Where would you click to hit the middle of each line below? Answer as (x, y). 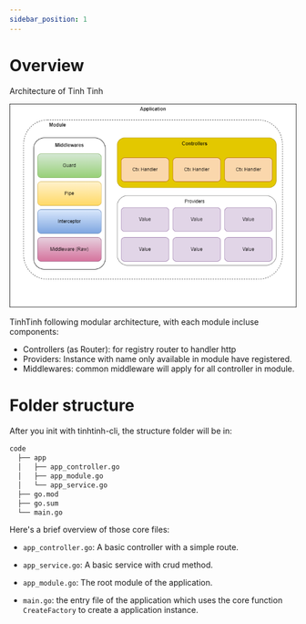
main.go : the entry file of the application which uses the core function (153, 600)
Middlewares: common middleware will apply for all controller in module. (158, 369)
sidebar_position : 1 (49, 19)
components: (34, 331)
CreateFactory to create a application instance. (110, 609)
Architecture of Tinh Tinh (56, 90)
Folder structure (72, 405)
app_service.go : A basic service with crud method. (118, 565)
